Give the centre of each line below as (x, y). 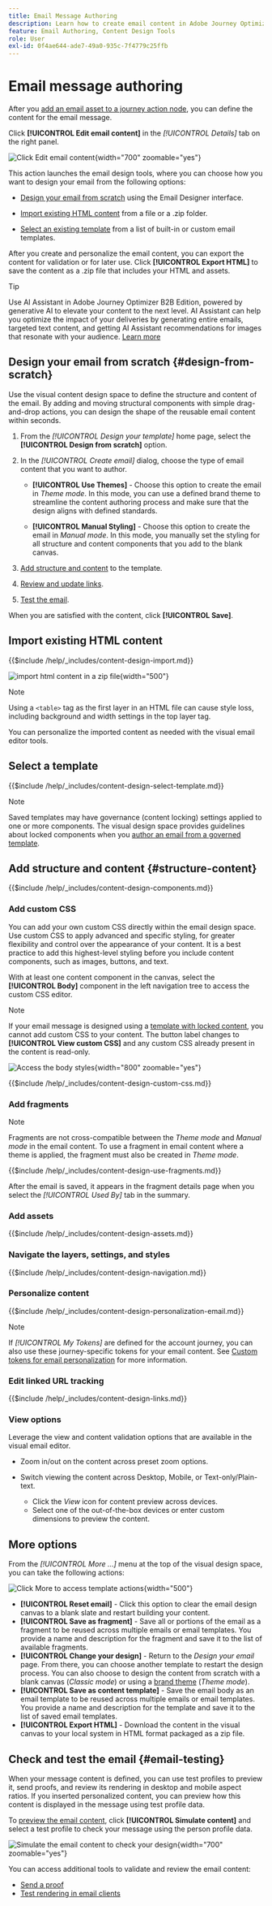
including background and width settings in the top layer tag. (110, 716)
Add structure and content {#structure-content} (133, 869)
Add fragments (39, 1104)
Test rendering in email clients (70, 1894)
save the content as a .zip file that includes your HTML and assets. (119, 271)
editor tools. (28, 741)
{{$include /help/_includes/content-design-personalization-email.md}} (126, 1311)
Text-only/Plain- (230, 1477)
